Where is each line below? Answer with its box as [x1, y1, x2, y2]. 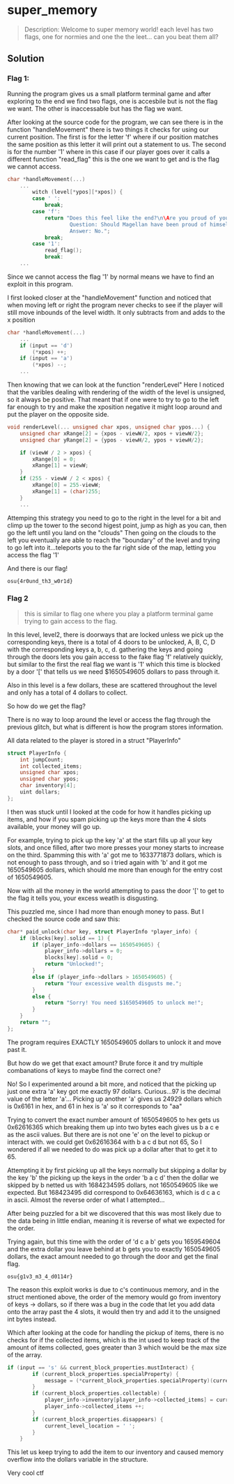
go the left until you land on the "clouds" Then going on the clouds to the [7, 528, 217, 536]
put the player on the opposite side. [7, 410, 109, 418]
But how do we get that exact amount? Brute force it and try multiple [7, 1058, 203, 1067]
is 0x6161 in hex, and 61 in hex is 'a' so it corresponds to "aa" [7, 1102, 182, 1110]
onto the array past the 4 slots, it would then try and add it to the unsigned [7, 1307, 221, 1315]
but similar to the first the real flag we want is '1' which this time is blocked [7, 660, 221, 668]
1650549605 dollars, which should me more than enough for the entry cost [7, 865, 223, 874]
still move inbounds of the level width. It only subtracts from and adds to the [7, 308, 226, 316]
